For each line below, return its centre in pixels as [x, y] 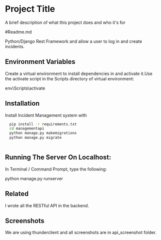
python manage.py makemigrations [43, 133]
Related [17, 194]
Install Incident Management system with [46, 115]
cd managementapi [27, 129]
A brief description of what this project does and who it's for [65, 22]
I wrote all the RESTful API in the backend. [47, 205]
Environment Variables [40, 62]
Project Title [30, 9]
